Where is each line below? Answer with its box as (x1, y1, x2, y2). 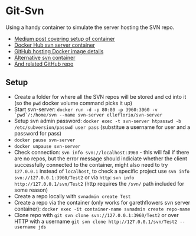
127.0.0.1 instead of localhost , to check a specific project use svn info (14, 167, 190, 174)
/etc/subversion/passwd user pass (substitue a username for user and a (14, 123, 191, 131)
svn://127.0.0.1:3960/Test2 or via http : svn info (14, 173, 135, 181)
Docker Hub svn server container (14, 41, 95, 49)
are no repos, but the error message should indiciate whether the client (14, 155, 187, 162)
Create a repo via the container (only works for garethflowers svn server (14, 199, 190, 206)
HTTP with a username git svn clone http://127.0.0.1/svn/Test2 (14, 218, 178, 225)
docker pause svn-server (14, 137, 76, 143)
